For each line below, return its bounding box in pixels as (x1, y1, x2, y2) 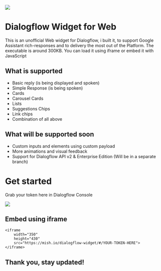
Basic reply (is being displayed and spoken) (12, 80, 100, 86)
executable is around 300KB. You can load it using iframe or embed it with (5, 48, 154, 54)
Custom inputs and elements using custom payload (12, 143, 115, 149)
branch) (12, 159, 28, 164)
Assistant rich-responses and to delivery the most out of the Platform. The (5, 42, 154, 48)
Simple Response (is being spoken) (12, 85, 83, 91)
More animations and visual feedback (12, 148, 88, 154)
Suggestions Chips (12, 106, 50, 111)
